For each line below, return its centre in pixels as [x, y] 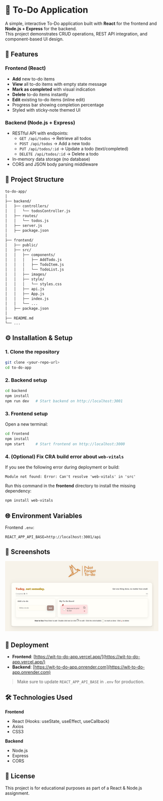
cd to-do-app [18, 368]
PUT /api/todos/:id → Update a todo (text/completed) [74, 149]
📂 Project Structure [35, 180]
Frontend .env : [20, 527]
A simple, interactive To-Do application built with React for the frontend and [81, 23]
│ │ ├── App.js [25, 294]
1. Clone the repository [32, 352]
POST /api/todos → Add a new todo [55, 143]
